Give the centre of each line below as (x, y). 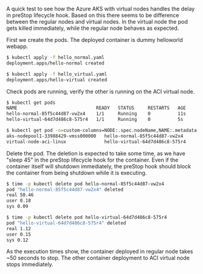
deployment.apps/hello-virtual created (57, 80)
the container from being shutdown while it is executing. (77, 173)
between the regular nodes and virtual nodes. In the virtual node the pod (97, 22)
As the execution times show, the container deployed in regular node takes (100, 252)
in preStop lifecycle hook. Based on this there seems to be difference (93, 15)
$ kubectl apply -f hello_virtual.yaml (57, 74)
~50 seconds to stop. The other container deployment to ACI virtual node (98, 258)
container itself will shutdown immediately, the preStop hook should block (99, 166)
